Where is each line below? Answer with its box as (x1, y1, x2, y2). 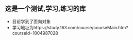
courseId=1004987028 (12, 30, 58, 36)
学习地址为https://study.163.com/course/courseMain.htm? (12, 24, 129, 30)
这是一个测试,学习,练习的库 (5, 4, 86, 13)
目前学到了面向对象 (12, 19, 51, 24)
